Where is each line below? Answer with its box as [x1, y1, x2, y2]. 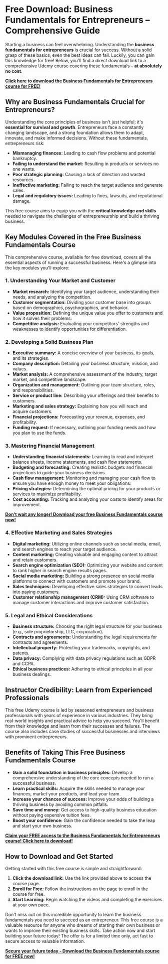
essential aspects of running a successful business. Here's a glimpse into [5, 259, 156, 265]
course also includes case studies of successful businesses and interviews [5, 728, 160, 734]
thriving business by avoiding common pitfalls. [12, 801, 108, 807]
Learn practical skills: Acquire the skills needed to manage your [12, 785, 145, 791]
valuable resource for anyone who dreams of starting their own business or [5, 922, 160, 928]
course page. [12, 881, 40, 887]
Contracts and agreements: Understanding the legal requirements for [12, 634, 157, 640]
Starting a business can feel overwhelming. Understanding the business [5, 41, 154, 47]
